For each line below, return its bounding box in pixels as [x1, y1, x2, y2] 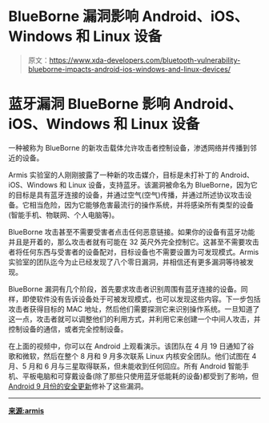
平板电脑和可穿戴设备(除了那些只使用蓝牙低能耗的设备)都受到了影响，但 [22, 371, 259, 381]
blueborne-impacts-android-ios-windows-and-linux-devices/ [27, 64, 231, 74]
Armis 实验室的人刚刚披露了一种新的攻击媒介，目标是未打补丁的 [8, 170, 219, 179]
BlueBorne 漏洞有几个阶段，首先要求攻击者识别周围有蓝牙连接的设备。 [8, 284, 242, 293]
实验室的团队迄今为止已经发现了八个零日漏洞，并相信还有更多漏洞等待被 [8, 257, 247, 267]
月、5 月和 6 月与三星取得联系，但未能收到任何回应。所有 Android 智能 [8, 361, 243, 371]
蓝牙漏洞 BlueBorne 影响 [8, 95, 171, 113]
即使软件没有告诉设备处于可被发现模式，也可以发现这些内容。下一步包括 [22, 294, 261, 304]
